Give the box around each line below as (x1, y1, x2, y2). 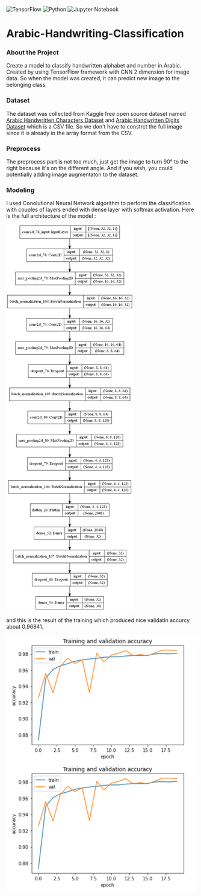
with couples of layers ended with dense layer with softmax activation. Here (6, 206, 194, 214)
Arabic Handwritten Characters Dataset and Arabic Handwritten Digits (6, 116, 180, 124)
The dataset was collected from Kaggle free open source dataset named (6, 110, 187, 117)
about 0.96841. (6, 623, 44, 631)
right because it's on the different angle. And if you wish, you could (6, 165, 173, 172)
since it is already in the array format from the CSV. (6, 129, 133, 136)
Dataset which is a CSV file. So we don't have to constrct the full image (6, 122, 182, 130)
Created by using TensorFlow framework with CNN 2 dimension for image (6, 68, 190, 75)
